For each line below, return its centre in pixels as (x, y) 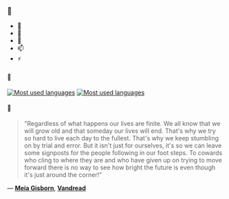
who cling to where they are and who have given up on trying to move (123, 160)
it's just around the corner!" (63, 174)
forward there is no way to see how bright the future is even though (119, 167)
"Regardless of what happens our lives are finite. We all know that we (122, 123)
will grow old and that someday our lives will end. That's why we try (120, 131)
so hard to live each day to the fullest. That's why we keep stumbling (121, 138)
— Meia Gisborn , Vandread (46, 188)
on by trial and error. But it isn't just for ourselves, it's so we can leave (123, 145)
